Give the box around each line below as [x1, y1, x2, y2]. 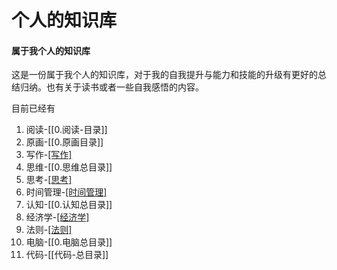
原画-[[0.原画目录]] [25, 136, 104, 148]
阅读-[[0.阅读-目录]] [25, 124, 108, 136]
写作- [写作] [25, 149, 73, 161]
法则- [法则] [25, 224, 73, 236]
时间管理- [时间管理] [25, 186, 108, 198]
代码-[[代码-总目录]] [25, 249, 109, 261]
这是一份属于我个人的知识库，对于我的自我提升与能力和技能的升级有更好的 [11, 69, 318, 81]
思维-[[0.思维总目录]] [25, 161, 113, 173]
